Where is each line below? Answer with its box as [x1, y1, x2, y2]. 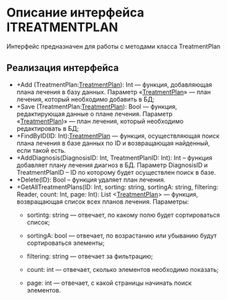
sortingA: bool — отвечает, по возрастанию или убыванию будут [26, 231, 217, 239]
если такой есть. [16, 146, 66, 154]
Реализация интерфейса [6, 62, 119, 74]
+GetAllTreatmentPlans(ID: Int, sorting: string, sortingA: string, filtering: [16, 182, 219, 191]
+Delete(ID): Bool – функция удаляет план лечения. [16, 175, 166, 184]
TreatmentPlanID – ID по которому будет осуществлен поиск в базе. [16, 168, 217, 176]
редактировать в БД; [16, 124, 79, 132]
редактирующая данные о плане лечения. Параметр [16, 109, 173, 118]
